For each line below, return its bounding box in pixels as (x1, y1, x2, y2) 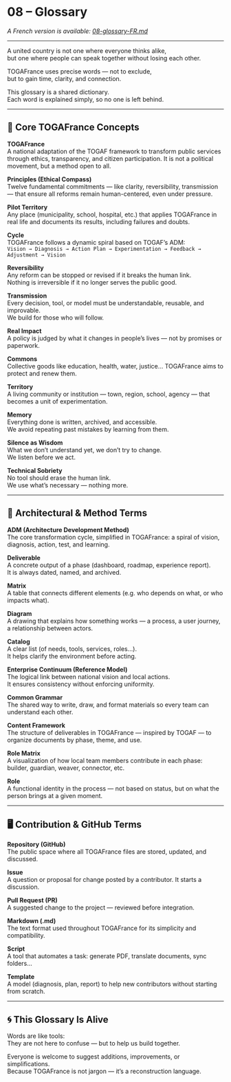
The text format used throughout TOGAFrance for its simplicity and (7, 924, 197, 932)
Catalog (7, 637, 31, 645)
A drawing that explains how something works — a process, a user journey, (7, 617, 221, 625)
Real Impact (7, 327, 42, 335)
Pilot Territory (7, 203, 48, 211)
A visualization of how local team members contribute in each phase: (7, 756, 203, 764)
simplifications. (7, 1060, 50, 1068)
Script (7, 945, 25, 953)
